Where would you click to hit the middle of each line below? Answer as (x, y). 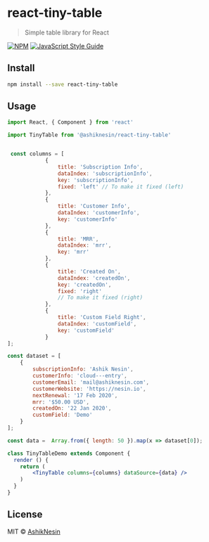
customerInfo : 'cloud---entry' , (80, 376)
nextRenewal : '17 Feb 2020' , (75, 395)
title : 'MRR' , (78, 239)
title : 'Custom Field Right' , (102, 318)
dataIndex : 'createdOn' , (94, 278)
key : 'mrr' (74, 252)
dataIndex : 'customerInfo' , (99, 213)
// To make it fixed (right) (100, 298)
